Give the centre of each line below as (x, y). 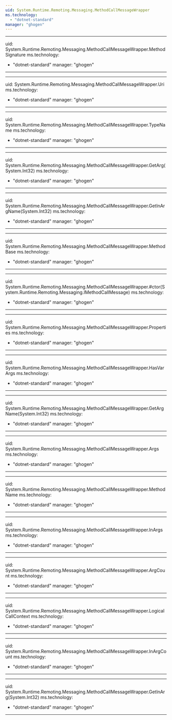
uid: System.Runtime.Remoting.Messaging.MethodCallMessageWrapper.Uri (85, 84)
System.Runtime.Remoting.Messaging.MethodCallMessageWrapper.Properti (86, 328)
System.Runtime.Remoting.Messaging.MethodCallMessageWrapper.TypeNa (85, 125)
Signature (16, 55)
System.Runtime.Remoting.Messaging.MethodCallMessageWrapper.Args (82, 449)
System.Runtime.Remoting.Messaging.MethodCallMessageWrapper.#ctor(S (85, 287)
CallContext (18, 616)
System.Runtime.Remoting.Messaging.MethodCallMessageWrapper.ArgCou (85, 570)
